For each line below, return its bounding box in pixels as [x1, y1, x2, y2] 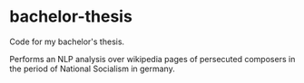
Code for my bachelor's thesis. [9, 36, 125, 47]
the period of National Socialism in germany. [9, 63, 175, 74]
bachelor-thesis [9, 6, 133, 27]
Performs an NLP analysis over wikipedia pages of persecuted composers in [9, 53, 296, 64]
